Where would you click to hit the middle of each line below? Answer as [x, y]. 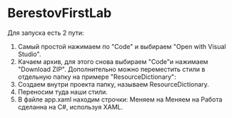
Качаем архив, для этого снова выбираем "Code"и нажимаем [113, 61]
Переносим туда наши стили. [63, 92]
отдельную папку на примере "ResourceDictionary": [97, 77]
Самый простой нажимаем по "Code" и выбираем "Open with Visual [122, 46]
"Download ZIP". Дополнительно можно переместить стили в [111, 69]
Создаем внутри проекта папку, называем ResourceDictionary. [113, 84]
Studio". [29, 54]
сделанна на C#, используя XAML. [70, 107]
